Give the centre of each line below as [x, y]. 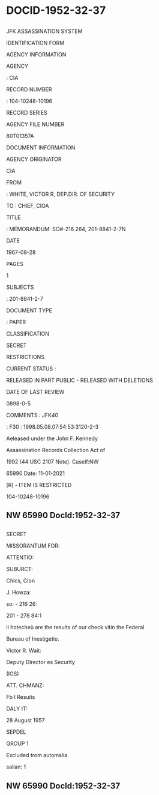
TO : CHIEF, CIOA [28, 205]
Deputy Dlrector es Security [40, 662]
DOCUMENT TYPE [29, 310]
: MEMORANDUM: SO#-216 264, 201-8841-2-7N [66, 229]
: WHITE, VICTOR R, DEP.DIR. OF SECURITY [61, 194]
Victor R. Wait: [24, 651]
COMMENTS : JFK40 [32, 415]
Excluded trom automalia [37, 755]
